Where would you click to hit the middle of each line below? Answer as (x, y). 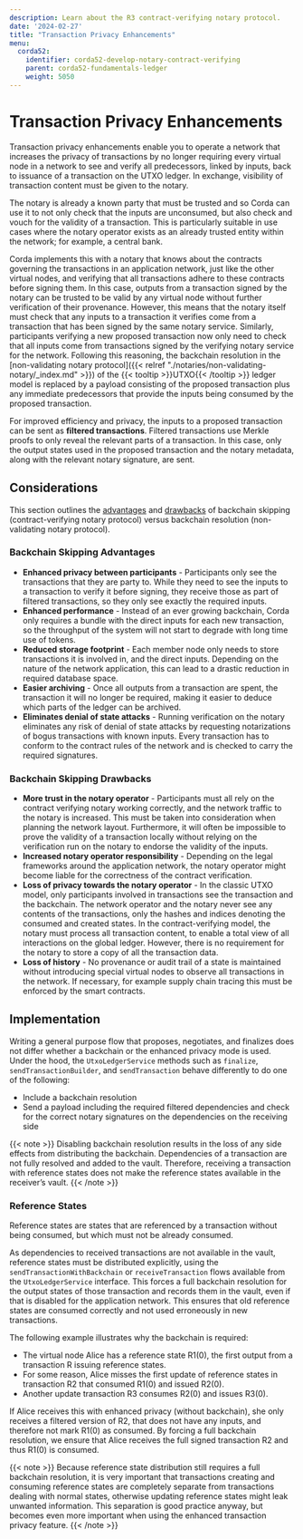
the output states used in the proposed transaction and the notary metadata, (152, 450)
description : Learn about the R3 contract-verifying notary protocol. (145, 18)
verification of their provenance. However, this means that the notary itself (148, 307)
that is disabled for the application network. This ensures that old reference (150, 1301)
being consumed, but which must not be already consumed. (121, 1235)
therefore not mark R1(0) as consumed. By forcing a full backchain (133, 1431)
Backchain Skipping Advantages (82, 552)
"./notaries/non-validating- (217, 364)
